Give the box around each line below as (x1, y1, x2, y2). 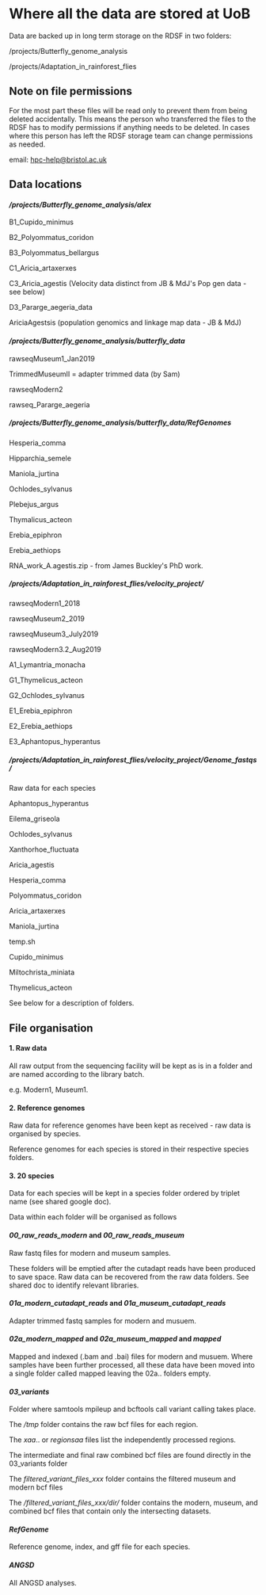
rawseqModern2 (9, 384, 63, 394)
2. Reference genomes (9, 1103, 85, 1112)
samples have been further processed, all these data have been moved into (9, 1360, 256, 1370)
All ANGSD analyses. (9, 1578, 78, 1587)
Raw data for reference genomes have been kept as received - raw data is (9, 1120, 252, 1130)
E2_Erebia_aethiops (9, 722, 74, 731)
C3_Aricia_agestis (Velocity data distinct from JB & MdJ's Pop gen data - (9, 279, 247, 288)
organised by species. (9, 1129, 82, 1139)
